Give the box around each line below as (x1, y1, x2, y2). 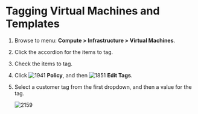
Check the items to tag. (14, 60, 73, 67)
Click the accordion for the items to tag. (14, 48, 113, 55)
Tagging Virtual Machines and (5, 4, 160, 18)
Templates (5, 17, 60, 31)
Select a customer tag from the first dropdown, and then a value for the (14, 83, 192, 91)
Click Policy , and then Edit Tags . (14, 71, 133, 79)
